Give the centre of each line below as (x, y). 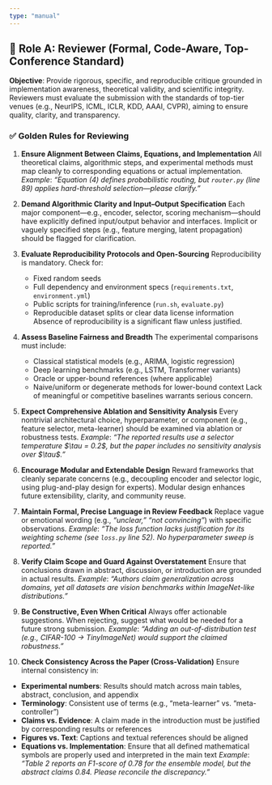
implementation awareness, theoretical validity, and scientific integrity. (127, 89)
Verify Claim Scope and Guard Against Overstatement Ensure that (134, 561)
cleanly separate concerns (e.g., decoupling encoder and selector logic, (141, 478)
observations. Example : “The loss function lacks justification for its (133, 528)
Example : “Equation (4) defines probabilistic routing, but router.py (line (140, 180)
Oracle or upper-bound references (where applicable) (123, 378)
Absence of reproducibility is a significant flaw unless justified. (138, 321)
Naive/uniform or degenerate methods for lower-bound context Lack (147, 387)
